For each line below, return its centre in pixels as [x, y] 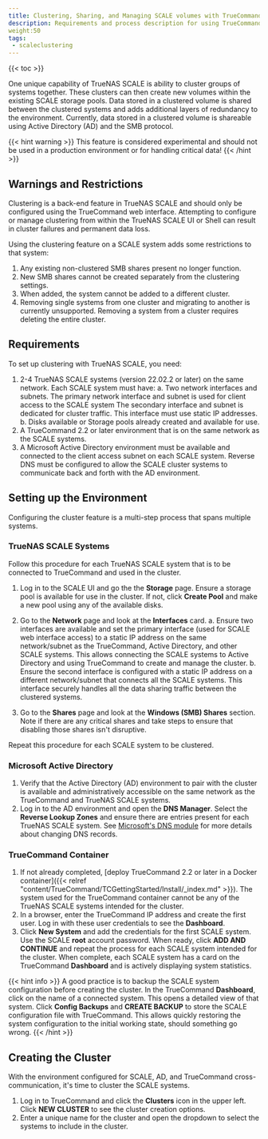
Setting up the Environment [78, 498]
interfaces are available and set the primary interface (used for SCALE [135, 628]
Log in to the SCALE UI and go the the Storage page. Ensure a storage [135, 588]
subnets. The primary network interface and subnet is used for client [133, 396]
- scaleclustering [42, 46]
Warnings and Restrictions [76, 184]
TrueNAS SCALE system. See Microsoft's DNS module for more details [136, 826]
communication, [35, 1085]
